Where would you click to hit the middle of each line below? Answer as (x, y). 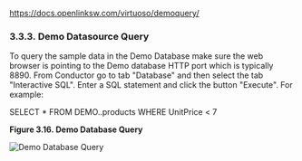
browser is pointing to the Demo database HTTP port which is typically (141, 66)
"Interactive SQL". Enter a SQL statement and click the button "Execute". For (151, 85)
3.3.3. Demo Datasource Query (79, 36)
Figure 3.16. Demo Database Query (76, 129)
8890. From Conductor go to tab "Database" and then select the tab (136, 75)
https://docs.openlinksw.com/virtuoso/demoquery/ (104, 13)
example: (26, 95)
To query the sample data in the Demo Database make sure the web (136, 56)
